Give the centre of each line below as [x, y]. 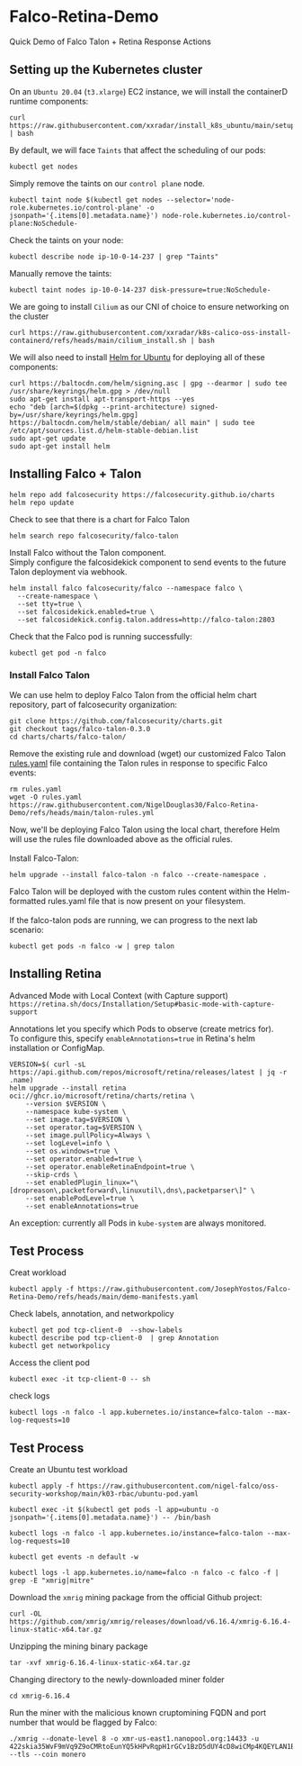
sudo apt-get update [48, 439]
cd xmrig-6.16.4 [40, 1696]
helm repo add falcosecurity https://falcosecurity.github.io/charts [142, 494]
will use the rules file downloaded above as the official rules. [121, 838]
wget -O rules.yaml [46, 797]
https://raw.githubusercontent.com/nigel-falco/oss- [178, 1486]
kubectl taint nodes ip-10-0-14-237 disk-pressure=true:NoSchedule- [140, 290]
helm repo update [42, 503]
